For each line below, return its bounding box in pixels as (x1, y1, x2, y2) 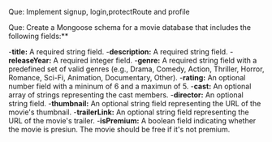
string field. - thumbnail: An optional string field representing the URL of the (8, 99, 261, 108)
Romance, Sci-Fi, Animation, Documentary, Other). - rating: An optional (8, 73, 246, 82)
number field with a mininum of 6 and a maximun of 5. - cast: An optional (8, 81, 252, 91)
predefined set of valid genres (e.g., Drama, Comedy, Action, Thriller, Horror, (8, 64, 265, 74)
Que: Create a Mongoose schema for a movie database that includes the (8, 23, 252, 32)
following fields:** (8, 32, 69, 41)
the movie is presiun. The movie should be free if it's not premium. (8, 125, 231, 134)
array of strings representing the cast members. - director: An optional (8, 90, 244, 100)
